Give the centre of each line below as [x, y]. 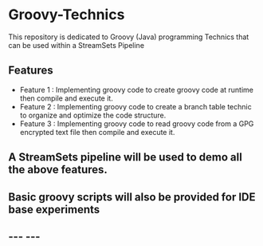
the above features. [58, 170]
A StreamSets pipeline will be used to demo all [126, 157]
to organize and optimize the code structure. [93, 115]
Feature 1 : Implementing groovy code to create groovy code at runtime [136, 89]
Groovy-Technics [67, 15]
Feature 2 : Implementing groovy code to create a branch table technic [136, 106]
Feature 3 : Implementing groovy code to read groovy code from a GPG [137, 123]
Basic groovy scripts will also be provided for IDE [132, 197]
